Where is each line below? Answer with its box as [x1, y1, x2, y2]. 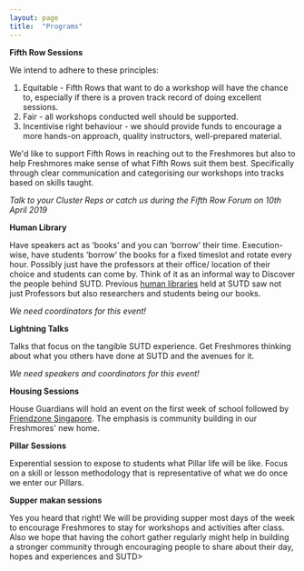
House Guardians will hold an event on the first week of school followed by [9, 403, 289, 414]
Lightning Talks [9, 323, 69, 334]
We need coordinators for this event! [9, 306, 147, 316]
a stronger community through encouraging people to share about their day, [9, 541, 294, 552]
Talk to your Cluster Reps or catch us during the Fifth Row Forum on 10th [9, 195, 282, 205]
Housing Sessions [9, 386, 80, 396]
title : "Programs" [9, 22, 83, 31]
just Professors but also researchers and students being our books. [9, 287, 261, 298]
